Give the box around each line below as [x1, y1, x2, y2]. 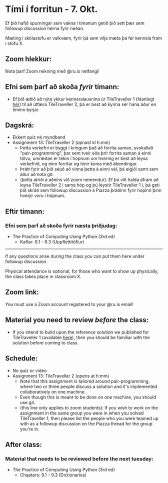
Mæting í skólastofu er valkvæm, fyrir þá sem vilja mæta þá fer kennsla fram [5, 35, 162, 41]
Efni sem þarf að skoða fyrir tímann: [5, 82, 119, 91]
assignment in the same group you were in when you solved [19, 410, 144, 416]
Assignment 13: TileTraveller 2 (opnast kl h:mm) [12, 139, 110, 145]
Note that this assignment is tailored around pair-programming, [19, 378, 150, 384]
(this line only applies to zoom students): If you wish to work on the [19, 404, 158, 410]
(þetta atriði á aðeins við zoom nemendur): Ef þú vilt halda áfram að [19, 176, 159, 183]
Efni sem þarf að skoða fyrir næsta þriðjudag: [5, 222, 117, 229]
